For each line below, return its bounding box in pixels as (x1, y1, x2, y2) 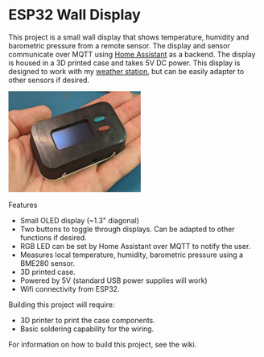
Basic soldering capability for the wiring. (19, 324, 155, 334)
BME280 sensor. (19, 258, 76, 268)
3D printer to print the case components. (19, 315, 155, 325)
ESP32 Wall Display (8, 6, 141, 24)
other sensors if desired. (8, 75, 90, 85)
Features (8, 200, 38, 210)
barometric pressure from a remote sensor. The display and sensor (8, 40, 231, 50)
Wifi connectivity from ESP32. (19, 284, 120, 293)
